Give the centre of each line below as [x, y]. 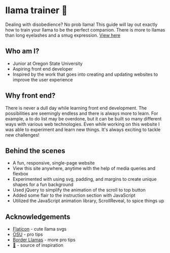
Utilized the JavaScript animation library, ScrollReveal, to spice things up [88, 201]
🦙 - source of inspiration [38, 245]
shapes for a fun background [43, 184]
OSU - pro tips [28, 234]
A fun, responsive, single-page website [54, 163]
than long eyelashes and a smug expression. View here [63, 35]
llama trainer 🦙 [36, 10]
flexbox [21, 174]
